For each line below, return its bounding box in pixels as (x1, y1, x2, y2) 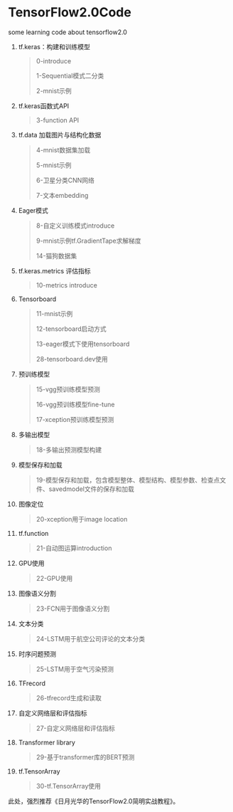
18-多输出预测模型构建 (36, 445, 102, 454)
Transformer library (18, 738, 75, 747)
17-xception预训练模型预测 (36, 415, 114, 423)
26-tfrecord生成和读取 (36, 693, 102, 702)
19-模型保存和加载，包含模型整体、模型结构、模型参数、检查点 (36, 475, 220, 484)
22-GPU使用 (36, 574, 73, 582)
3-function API (36, 115, 80, 125)
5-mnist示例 (36, 161, 72, 169)
